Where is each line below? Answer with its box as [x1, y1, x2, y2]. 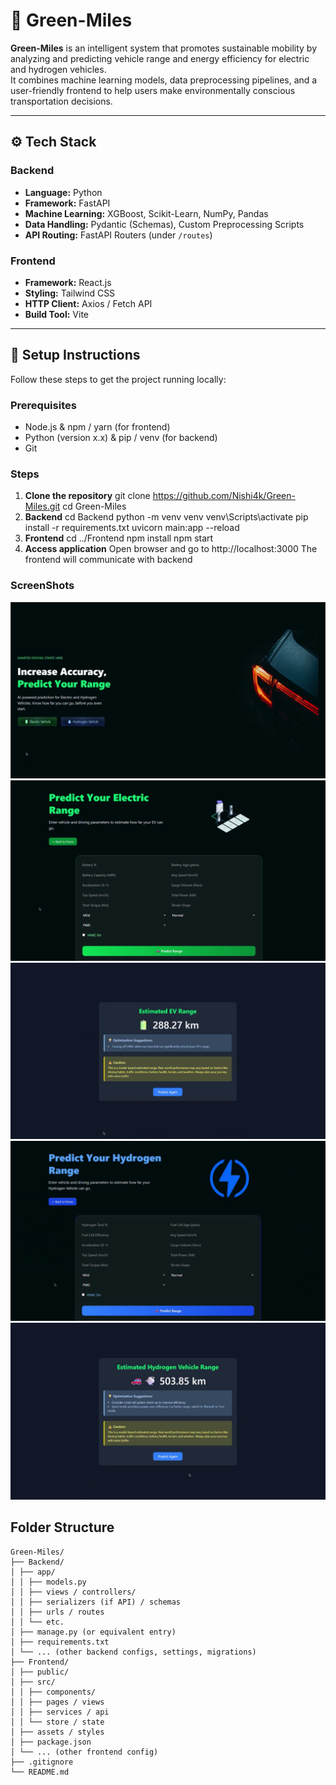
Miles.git [24, 500, 61, 513]
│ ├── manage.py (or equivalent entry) [10, 1627, 177, 1637]
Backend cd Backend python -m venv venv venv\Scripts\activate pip [24, 511, 309, 523]
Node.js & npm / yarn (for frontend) [24, 421, 171, 433]
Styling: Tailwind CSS [24, 287, 116, 299]
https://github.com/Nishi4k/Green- [152, 490, 296, 502]
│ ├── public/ [10, 1667, 70, 1677]
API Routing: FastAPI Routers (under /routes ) [24, 229, 213, 241]
